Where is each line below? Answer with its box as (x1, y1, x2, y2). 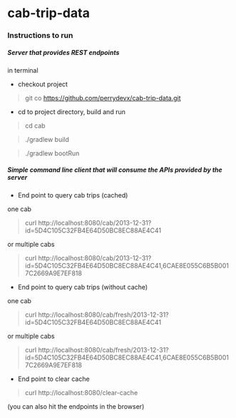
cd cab (24, 121, 46, 130)
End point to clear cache (17, 374, 91, 383)
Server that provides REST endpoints (7, 48, 120, 56)
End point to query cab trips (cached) (17, 191, 128, 200)
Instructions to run (7, 31, 73, 41)
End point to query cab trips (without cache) (17, 283, 148, 292)
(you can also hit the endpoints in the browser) (7, 402, 145, 411)
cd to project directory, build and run (17, 108, 126, 116)
